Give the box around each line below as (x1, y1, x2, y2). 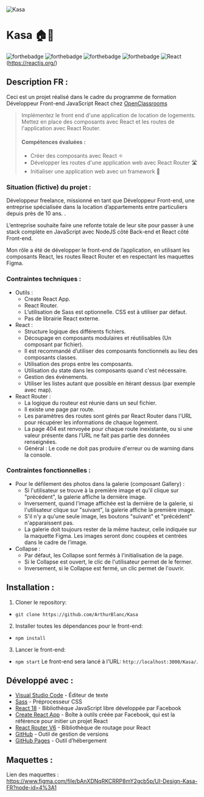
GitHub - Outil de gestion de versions (15, 730, 108, 738)
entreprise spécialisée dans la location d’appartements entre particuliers (6, 204, 188, 211)
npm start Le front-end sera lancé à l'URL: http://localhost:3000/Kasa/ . (15, 658, 199, 665)
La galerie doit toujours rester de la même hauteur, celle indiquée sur (24, 526, 197, 533)
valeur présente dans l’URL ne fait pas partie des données (24, 432, 171, 439)
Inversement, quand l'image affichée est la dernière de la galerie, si (24, 499, 194, 507)
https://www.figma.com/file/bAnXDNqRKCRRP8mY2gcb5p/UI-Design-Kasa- (6, 777, 198, 785)
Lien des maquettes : (6, 771, 59, 779)
